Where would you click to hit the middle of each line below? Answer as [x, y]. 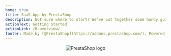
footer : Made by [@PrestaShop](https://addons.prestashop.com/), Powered [85, 34]
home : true [17, 10]
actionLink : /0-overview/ [33, 29]
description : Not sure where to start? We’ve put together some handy [82, 19]
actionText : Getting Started [36, 24]
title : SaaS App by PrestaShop [38, 15]
